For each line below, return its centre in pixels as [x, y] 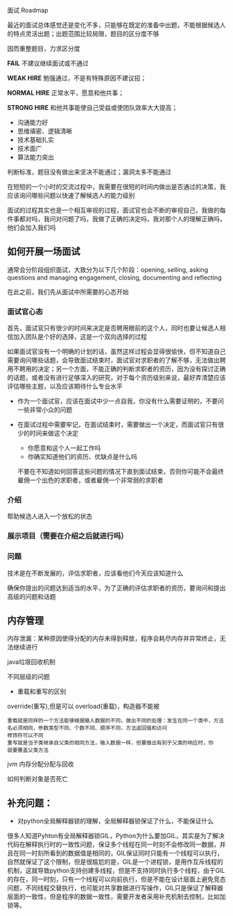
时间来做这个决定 [54, 433]
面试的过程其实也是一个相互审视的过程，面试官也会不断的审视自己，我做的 [113, 210]
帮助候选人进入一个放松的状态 [50, 516]
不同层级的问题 [28, 677]
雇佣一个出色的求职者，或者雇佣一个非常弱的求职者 [90, 480]
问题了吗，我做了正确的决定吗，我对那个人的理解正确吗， [144, 219]
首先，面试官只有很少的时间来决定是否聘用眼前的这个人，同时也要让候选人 [113, 328]
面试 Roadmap [28, 10]
